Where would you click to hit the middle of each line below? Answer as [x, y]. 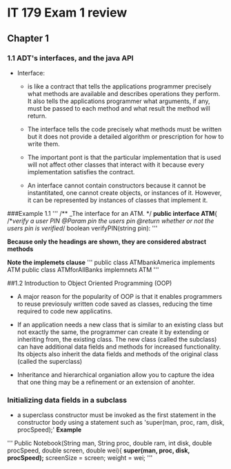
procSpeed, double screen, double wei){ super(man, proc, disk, [99, 450]
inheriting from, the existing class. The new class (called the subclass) [117, 339]
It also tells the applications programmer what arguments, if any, [119, 101]
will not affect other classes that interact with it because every [116, 165]
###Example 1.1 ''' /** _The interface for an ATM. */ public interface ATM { [112, 213]
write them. [43, 144]
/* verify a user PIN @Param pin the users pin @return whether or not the [111, 221]
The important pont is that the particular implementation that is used [124, 157]
